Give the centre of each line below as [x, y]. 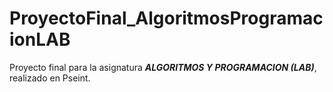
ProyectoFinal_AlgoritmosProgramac [166, 18]
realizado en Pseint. [50, 78]
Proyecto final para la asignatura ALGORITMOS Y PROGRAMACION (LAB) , [163, 67]
